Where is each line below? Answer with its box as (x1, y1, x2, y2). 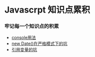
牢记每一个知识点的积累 (4, 23, 59, 29)
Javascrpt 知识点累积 (4, 4, 90, 15)
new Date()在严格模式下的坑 (11, 41, 68, 46)
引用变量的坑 (11, 47, 37, 53)
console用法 (11, 35, 36, 41)
